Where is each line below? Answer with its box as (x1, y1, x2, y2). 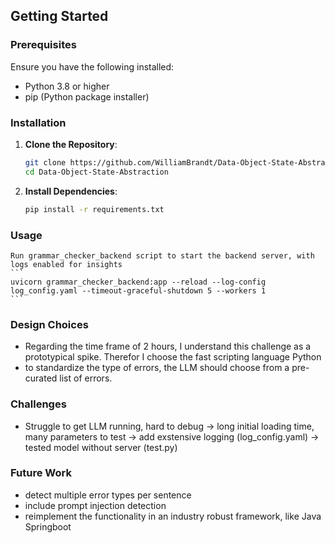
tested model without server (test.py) (24, 441, 178, 453)
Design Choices (10, 317, 89, 331)
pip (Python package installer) (24, 90, 150, 103)
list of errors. (59, 372, 113, 384)
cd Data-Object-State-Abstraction (24, 167, 169, 177)
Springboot (24, 520, 72, 533)
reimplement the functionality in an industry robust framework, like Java (24, 510, 322, 522)
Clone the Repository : (24, 138, 118, 150)
